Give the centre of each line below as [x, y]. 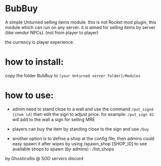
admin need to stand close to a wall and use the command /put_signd [83, 109]
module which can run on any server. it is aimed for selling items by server [80, 27]
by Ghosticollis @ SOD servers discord [44, 158]
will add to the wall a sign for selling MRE [54, 119]
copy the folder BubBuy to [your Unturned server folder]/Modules [73, 75]
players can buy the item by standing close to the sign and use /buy [80, 129]
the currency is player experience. [40, 42]
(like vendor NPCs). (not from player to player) [52, 32]
